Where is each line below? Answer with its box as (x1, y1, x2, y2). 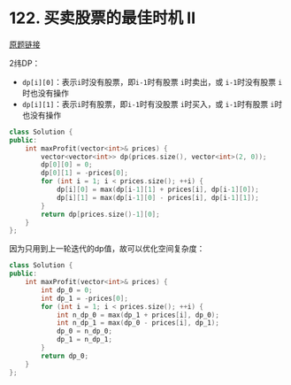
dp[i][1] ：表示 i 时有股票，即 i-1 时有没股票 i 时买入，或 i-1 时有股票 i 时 (21, 98, 283, 109)
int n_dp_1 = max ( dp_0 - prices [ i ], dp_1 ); (56, 319, 219, 327)
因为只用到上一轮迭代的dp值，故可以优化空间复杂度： (9, 243, 205, 254)
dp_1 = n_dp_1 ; (56, 335, 113, 344)
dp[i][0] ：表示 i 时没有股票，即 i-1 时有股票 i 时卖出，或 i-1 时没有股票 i (21, 76, 283, 87)
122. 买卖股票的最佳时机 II (9, 8, 196, 28)
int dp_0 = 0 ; (41, 285, 93, 295)
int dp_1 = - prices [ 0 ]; (41, 294, 128, 303)
